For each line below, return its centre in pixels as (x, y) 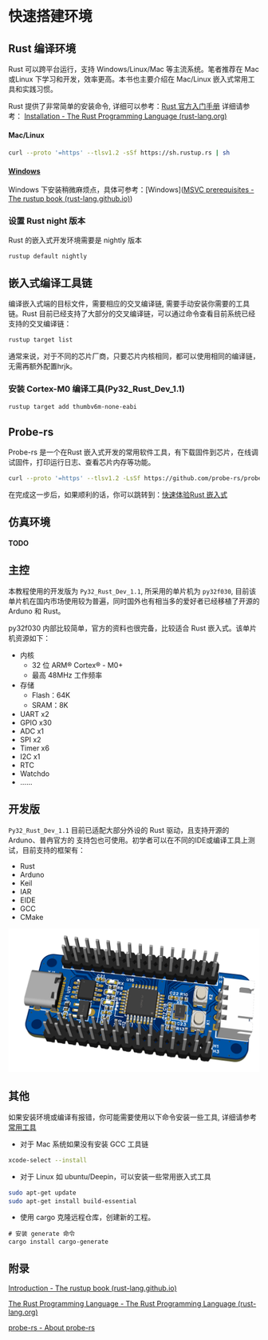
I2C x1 (30, 756)
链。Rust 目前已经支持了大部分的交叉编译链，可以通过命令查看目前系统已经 (132, 314)
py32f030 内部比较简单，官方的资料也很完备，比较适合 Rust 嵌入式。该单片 (132, 628)
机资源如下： (29, 638)
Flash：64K (51, 695)
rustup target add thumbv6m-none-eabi (73, 407)
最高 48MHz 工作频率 (67, 675)
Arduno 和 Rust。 (37, 611)
